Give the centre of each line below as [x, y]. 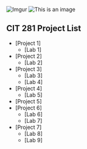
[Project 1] [28, 43]
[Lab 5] [33, 95]
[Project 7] [28, 127]
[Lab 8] [33, 133]
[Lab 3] [33, 75]
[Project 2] [28, 56]
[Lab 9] [33, 140]
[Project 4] [29, 88]
